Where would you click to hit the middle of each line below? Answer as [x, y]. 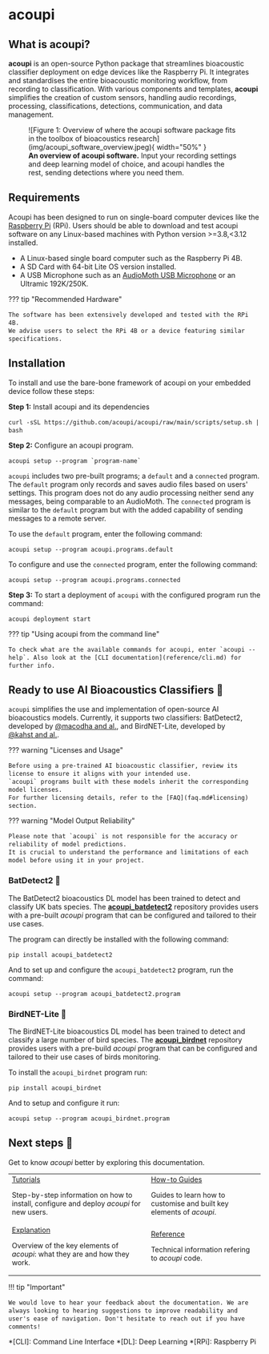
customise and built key [190, 1203]
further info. [32, 665]
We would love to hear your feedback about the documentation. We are [128, 1303]
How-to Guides [177, 1179]
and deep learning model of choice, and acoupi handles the [126, 164]
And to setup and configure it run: [64, 1103]
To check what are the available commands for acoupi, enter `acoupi [127, 649]
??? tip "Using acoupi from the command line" [84, 633]
